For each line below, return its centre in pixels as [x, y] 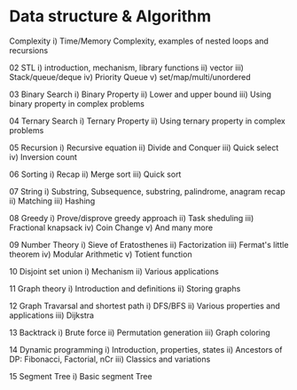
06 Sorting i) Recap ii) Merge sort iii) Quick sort [95, 174]
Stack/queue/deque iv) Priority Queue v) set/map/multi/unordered [130, 76]
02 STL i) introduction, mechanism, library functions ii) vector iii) [126, 68]
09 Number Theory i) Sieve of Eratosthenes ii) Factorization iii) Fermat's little [149, 244]
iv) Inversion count [43, 156]
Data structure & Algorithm [110, 16]
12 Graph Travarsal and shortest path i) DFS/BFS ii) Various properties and [145, 306]
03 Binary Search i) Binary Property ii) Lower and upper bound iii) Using [141, 94]
